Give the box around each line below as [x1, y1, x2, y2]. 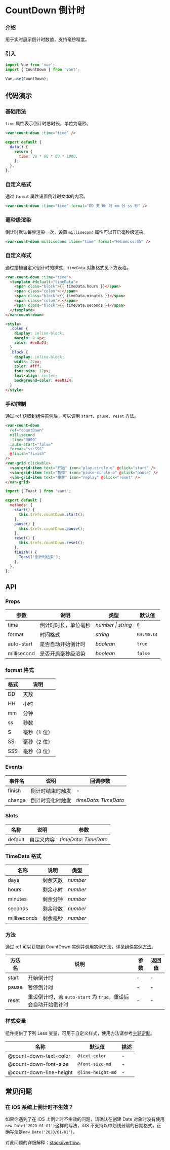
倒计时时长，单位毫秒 [39, 622, 91, 629]
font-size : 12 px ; [14, 369, 51, 374]
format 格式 [5, 666, 34, 673]
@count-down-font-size [8, 1060, 69, 1067]
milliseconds [8, 915, 38, 922]
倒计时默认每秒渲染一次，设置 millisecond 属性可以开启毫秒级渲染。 [5, 229, 148, 235]
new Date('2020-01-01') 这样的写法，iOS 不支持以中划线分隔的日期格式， [5, 1123, 157, 1129]
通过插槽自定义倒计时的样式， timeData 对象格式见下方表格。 [5, 264, 132, 270]
